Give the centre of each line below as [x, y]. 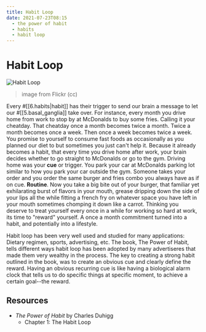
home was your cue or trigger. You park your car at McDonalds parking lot [101, 165]
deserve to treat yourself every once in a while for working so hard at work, [102, 211]
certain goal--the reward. [38, 282]
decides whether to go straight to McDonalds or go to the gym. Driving [96, 159]
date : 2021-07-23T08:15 [37, 18]
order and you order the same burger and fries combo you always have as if [103, 178]
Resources [27, 301]
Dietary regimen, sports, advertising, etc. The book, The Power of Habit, [98, 242]
